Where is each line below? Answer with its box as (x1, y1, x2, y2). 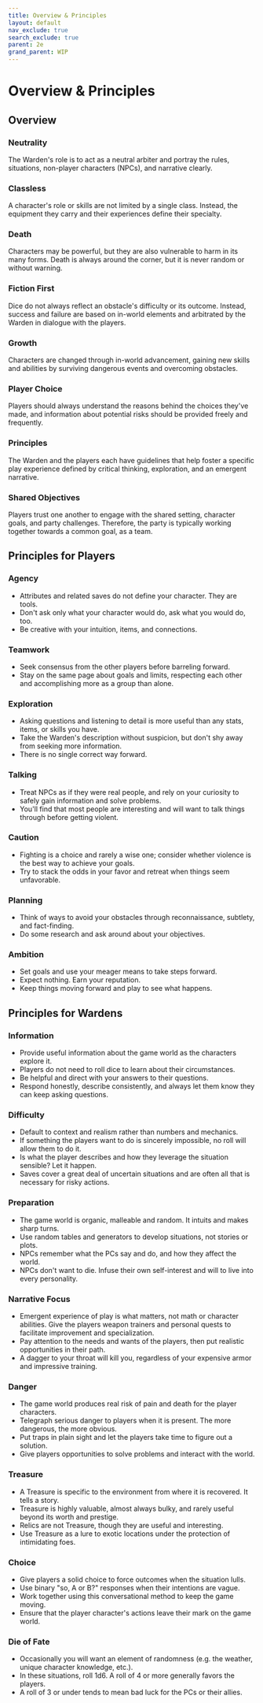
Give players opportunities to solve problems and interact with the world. (19, 1449, 255, 1459)
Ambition (8, 949, 45, 960)
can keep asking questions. (19, 1090, 108, 1100)
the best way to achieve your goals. (19, 858, 135, 867)
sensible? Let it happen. (19, 1161, 97, 1171)
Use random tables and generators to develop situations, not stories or (19, 1232, 249, 1241)
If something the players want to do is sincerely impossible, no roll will (19, 1136, 247, 1145)
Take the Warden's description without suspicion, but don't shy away (19, 733, 243, 743)
